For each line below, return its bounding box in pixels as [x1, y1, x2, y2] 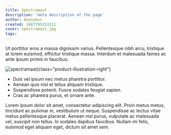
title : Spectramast [5, 7, 47, 13]
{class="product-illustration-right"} [36, 66, 111, 72]
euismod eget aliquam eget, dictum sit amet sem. [5, 124, 109, 130]
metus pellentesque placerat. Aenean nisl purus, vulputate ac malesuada [5, 113, 159, 119]
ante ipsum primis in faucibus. [5, 56, 69, 62]
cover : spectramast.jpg [5, 27, 56, 32]
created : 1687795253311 [5, 21, 56, 27]
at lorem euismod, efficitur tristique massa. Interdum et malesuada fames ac [5, 51, 166, 57]
